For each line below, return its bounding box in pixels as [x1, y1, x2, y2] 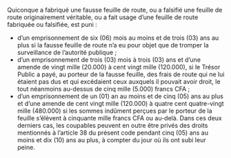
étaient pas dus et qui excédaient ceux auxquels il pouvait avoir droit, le [17, 78, 221, 85]
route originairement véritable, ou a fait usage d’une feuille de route [7, 13, 199, 21]
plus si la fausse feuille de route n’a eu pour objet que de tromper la [17, 41, 209, 49]
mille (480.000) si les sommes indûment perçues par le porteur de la [17, 106, 212, 115]
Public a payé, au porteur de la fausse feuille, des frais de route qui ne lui [17, 70, 225, 78]
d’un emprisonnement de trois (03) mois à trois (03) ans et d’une [17, 56, 201, 64]
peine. [17, 144, 36, 151]
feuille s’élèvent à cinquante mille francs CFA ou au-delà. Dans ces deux [17, 114, 222, 122]
